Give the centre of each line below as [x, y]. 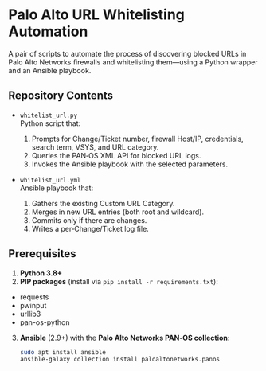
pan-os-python [45, 322]
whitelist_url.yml [50, 180]
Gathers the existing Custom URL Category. [103, 203]
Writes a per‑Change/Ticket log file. [90, 228]
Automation [48, 31]
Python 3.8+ [41, 273]
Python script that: [50, 123]
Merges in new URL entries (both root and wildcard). [118, 212]
